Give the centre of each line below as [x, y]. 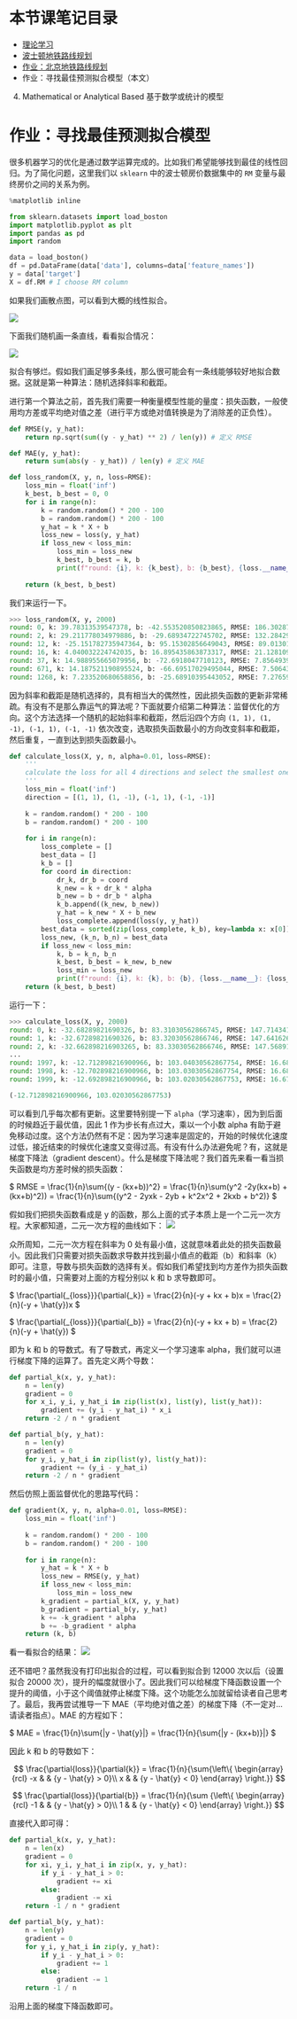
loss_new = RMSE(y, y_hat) [91, 1577]
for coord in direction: [87, 871]
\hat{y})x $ [60, 1305]
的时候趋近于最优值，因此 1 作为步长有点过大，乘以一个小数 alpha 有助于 [141, 1124]
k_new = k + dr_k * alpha [104, 888]
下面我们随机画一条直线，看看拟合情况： [83, 335]
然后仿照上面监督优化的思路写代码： [75, 1493]
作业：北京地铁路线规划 [65, 66]
